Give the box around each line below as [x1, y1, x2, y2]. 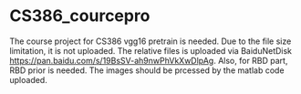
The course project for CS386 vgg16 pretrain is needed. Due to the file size [9, 36, 292, 47]
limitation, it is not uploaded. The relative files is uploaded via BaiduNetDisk [9, 45, 293, 56]
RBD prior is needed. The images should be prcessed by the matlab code [9, 65, 285, 76]
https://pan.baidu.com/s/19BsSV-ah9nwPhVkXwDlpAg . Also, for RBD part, [9, 55, 288, 66]
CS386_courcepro [9, 5, 150, 26]
